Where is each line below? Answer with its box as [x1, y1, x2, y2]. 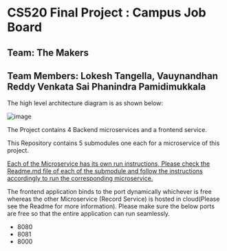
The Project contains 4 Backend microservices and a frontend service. [7, 126, 208, 134]
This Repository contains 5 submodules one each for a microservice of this [7, 139, 220, 147]
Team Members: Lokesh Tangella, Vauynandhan [7, 70, 219, 82]
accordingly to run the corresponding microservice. [7, 174, 153, 183]
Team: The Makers [7, 47, 89, 58]
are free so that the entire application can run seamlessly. [7, 210, 171, 218]
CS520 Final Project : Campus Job [7, 5, 206, 21]
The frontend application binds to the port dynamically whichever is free [7, 188, 212, 196]
